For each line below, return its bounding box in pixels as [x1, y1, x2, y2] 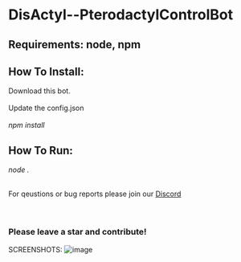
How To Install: [8, 64, 84, 78]
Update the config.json [8, 103, 84, 113]
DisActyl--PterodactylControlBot [8, 6, 234, 24]
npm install [8, 121, 45, 130]
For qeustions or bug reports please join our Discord [8, 189, 182, 199]
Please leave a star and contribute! [8, 227, 147, 238]
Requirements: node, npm [8, 38, 141, 51]
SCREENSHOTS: [8, 244, 63, 254]
